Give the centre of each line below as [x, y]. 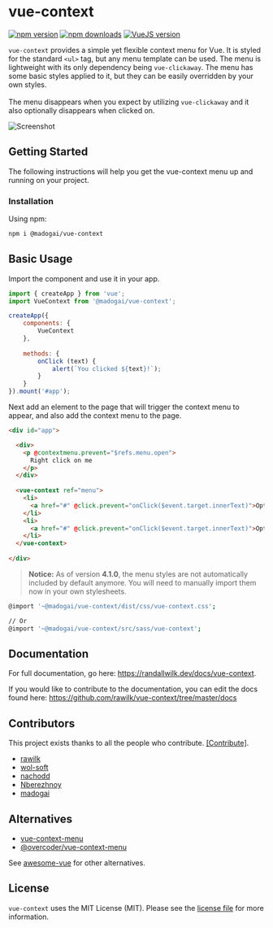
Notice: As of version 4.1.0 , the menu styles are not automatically [138, 574]
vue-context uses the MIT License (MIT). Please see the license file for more [136, 908]
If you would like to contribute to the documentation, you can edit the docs [133, 689]
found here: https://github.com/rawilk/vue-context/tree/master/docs [123, 698]
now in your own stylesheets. [78, 591]
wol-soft [34, 768]
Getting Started [48, 152]
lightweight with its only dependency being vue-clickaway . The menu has [131, 67]
